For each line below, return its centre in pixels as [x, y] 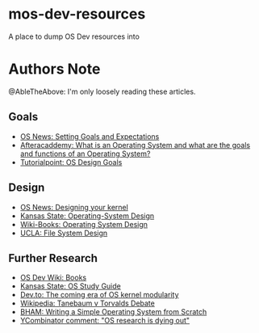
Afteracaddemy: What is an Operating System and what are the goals [135, 145]
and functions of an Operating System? [85, 154]
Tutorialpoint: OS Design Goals [71, 162]
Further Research [53, 258]
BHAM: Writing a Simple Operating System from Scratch [113, 312]
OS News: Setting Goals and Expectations [90, 136]
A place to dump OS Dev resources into [74, 36]
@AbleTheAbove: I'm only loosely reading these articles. [102, 91]
